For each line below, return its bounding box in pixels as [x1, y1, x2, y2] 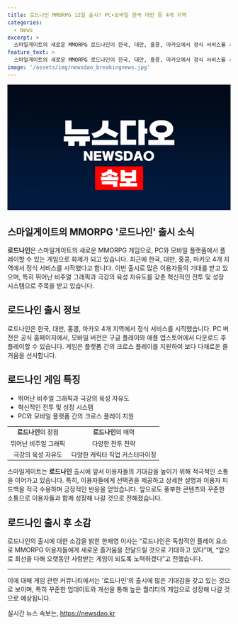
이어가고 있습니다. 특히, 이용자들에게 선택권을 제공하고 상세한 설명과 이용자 [14, 476, 221, 485]
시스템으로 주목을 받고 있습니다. [7, 282, 95, 290]
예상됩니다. [20, 594, 52, 603]
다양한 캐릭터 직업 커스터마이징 [71, 450, 157, 459]
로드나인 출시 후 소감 [7, 516, 91, 528]
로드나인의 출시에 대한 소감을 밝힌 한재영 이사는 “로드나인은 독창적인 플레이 [7, 537, 215, 545]
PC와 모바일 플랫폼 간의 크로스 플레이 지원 [17, 411, 135, 420]
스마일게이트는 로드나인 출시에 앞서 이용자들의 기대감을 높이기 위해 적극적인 [7, 467, 216, 476]
